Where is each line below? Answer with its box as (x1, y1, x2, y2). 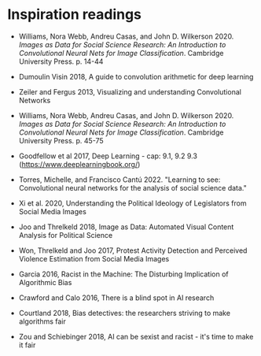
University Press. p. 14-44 (18, 57, 104, 66)
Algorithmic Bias (18, 277, 72, 287)
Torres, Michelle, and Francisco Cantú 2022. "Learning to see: (18, 175, 221, 184)
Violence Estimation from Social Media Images (18, 254, 170, 263)
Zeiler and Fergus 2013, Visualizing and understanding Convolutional (18, 87, 241, 96)
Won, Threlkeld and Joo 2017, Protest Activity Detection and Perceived (18, 246, 248, 255)
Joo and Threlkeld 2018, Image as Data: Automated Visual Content (18, 222, 234, 232)
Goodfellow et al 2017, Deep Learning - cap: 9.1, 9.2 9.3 (18, 151, 198, 161)
